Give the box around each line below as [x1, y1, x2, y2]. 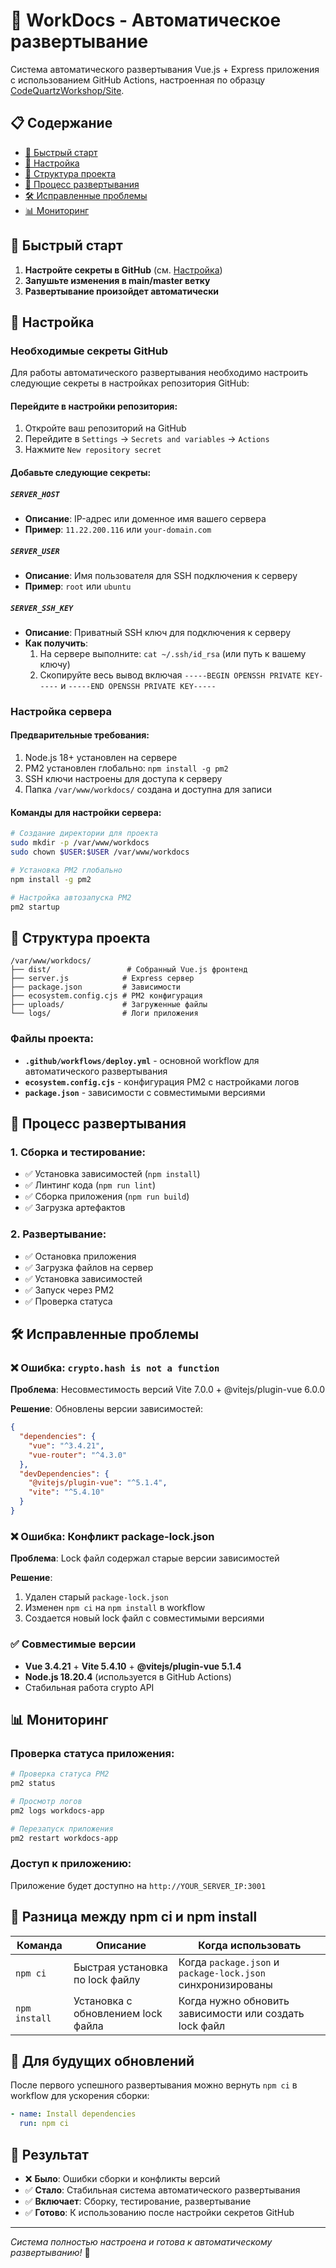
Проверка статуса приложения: [10, 1746, 175, 1760]
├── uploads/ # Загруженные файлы [10, 1000, 208, 1010]
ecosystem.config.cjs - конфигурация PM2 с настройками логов [24, 1075, 300, 1088]
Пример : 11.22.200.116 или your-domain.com [24, 524, 212, 536]
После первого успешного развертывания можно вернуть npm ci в [10, 2079, 298, 2091]
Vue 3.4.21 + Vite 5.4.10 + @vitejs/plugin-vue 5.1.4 [24, 1660, 242, 1672]
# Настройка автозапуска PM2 [10, 892, 132, 903]
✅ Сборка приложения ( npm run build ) [24, 1190, 190, 1203]
